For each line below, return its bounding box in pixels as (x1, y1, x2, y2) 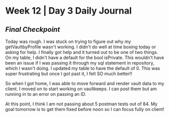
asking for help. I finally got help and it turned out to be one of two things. (5, 49, 158, 55)
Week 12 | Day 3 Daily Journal (5, 5, 132, 17)
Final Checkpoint (5, 25, 61, 34)
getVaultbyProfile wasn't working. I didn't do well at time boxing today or (5, 44, 156, 50)
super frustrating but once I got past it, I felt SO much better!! (5, 71, 133, 77)
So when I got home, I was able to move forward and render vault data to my (5, 81, 164, 86)
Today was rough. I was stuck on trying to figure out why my (5, 38, 131, 44)
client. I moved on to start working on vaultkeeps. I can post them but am (5, 86, 157, 92)
